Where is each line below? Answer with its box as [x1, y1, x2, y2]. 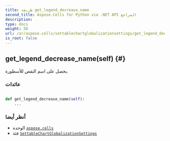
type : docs [5, 21, 28, 27]
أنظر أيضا [5, 113, 26, 120]
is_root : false [5, 36, 37, 41]
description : [5, 17, 33, 22]
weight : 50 [5, 26, 28, 31]
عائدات [5, 81, 21, 88]
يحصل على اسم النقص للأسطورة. [5, 68, 68, 74]
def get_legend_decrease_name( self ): [5, 96, 85, 101]
